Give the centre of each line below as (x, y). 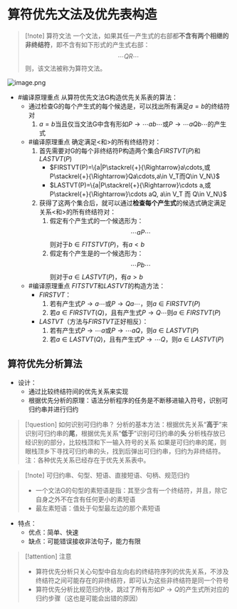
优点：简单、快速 (53, 532)
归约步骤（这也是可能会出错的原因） (89, 598)
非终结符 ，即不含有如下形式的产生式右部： (87, 44)
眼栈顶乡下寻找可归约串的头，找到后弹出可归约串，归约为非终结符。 (125, 451)
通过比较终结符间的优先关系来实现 (78, 391)
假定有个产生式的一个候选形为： (96, 220)
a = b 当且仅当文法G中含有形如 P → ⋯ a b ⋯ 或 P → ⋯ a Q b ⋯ (123, 124)
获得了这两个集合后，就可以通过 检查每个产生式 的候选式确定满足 (132, 203)
